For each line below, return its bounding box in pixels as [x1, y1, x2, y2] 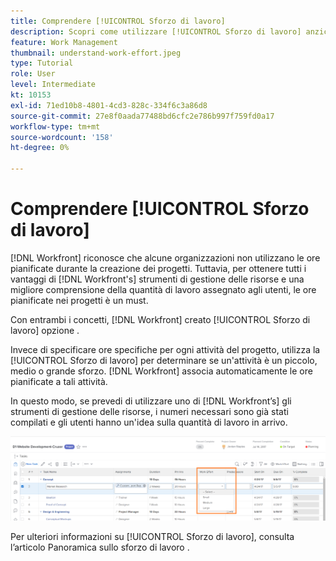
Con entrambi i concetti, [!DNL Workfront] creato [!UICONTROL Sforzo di [10, 313, 311, 325]
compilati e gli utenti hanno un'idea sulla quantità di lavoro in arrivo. [10, 416, 288, 428]
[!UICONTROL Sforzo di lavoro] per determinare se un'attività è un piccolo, [10, 354, 318, 366]
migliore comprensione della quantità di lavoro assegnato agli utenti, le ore [10, 283, 317, 295]
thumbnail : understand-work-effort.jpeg [10, 48, 182, 58]
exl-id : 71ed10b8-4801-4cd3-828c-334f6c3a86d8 [10, 100, 208, 110]
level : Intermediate [10, 80, 97, 90]
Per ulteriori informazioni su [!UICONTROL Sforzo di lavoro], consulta [10, 531, 295, 543]
